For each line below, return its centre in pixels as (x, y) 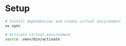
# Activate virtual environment (38, 34)
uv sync (13, 26)
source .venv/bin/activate (32, 39)
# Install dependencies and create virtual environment (63, 21)
